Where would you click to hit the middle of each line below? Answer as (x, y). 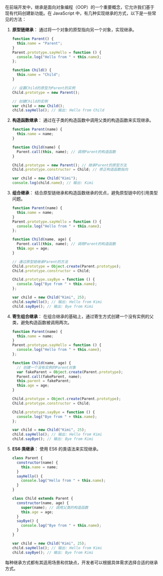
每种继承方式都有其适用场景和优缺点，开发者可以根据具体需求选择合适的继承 (81, 562)
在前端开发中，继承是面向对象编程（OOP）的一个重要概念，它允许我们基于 (80, 7)
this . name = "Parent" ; (40, 43)
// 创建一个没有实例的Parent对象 (46, 367)
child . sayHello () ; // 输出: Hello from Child (58, 110)
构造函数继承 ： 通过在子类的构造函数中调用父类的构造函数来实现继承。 (83, 120)
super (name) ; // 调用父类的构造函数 (55, 507)
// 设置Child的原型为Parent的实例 (44, 88)
